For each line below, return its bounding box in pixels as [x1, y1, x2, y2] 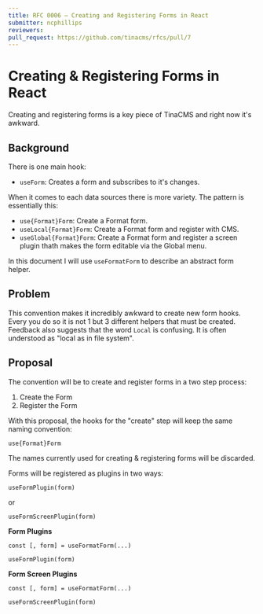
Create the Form [19, 392, 73, 402]
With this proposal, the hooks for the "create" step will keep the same [8, 416, 233, 425]
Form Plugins [8, 526, 53, 535]
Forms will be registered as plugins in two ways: [8, 469, 163, 478]
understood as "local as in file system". [8, 333, 135, 343]
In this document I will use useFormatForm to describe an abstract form [8, 256, 234, 266]
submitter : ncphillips [8, 19, 82, 27]
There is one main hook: [8, 162, 86, 171]
